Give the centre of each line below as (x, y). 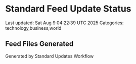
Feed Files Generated (39, 44)
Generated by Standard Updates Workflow (50, 56)
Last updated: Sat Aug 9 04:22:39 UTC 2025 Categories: (64, 23)
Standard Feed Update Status (68, 9)
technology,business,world (33, 28)
